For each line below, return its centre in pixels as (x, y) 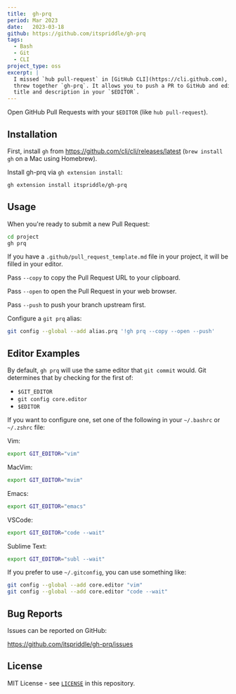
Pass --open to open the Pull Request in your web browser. (92, 292)
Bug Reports (35, 614)
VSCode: (20, 520)
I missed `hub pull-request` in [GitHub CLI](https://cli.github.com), (121, 79)
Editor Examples (44, 353)
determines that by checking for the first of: (70, 378)
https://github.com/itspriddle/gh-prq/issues (70, 644)
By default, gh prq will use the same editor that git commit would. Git (107, 370)
